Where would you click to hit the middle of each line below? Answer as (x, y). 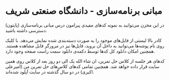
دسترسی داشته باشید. (26, 30)
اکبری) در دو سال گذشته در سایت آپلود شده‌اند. (50, 72)
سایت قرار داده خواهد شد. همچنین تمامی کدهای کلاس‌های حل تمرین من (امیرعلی (82, 66)
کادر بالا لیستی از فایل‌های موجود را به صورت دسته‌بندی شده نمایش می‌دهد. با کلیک (83, 40)
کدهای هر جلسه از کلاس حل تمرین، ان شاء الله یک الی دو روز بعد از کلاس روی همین (85, 61)
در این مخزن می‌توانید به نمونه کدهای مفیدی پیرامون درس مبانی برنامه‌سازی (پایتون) (85, 25)
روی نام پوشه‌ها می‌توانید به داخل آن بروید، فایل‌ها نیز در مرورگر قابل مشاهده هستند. (85, 45)
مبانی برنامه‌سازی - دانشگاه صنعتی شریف (84, 11)
